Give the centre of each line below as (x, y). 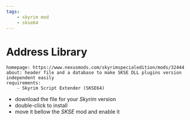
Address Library (47, 52)
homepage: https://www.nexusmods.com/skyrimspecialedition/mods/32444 (95, 68)
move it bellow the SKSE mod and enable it (67, 112)
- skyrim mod (33, 17)
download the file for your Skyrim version (65, 99)
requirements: (24, 83)
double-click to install (41, 106)
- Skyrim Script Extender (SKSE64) (61, 88)
